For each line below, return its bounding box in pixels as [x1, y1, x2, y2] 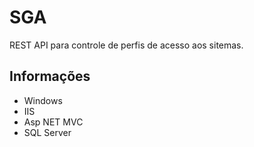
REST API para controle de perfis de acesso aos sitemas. [9, 39, 244, 51]
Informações [9, 68, 91, 85]
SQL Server [23, 126, 72, 138]
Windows [23, 94, 63, 106]
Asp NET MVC [23, 116, 84, 128]
